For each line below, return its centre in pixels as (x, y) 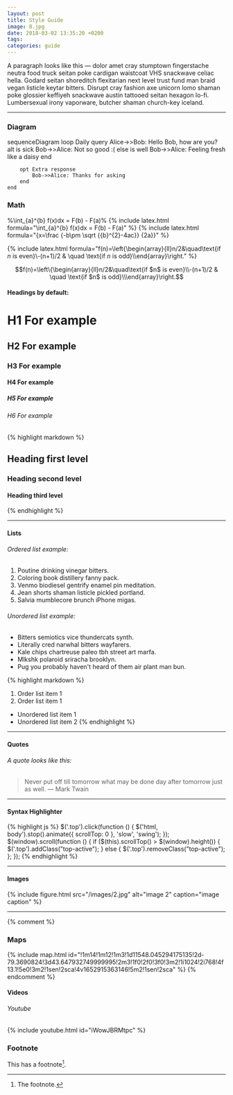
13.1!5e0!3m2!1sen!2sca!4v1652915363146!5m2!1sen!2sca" (92, 969)
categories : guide (34, 46)
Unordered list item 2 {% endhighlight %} (76, 722)
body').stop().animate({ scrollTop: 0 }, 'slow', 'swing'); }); (88, 834)
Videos (18, 992)
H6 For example (30, 416)
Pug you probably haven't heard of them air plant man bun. (102, 667)
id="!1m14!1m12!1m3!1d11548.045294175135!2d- (136, 954)
